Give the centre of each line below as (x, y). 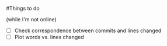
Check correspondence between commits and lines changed (88, 30)
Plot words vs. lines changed (49, 37)
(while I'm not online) (31, 19)
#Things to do (23, 8)
